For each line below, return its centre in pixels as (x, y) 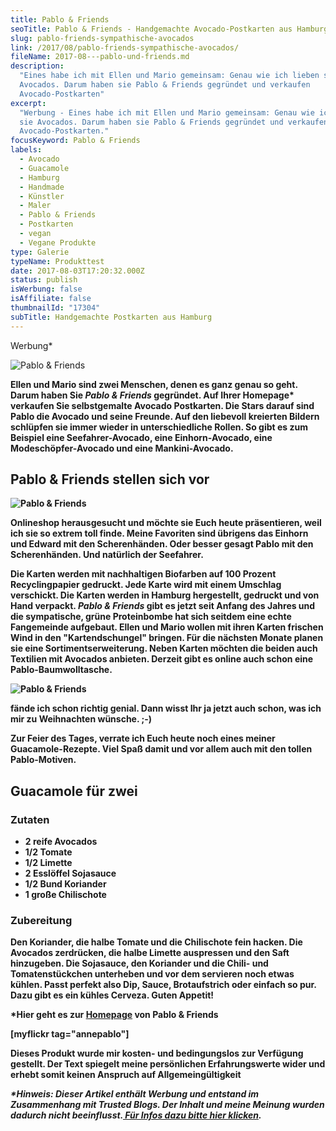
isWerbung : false (46, 289)
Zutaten (30, 819)
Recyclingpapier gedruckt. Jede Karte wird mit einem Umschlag (146, 585)
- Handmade (42, 187)
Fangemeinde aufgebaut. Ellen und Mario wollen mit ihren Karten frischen (167, 627)
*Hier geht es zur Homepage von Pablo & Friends (114, 1015)
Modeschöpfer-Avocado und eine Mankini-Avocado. (122, 448)
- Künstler (42, 196)
